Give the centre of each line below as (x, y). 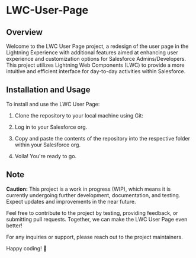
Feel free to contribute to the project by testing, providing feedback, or (92, 213)
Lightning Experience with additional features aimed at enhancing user (92, 53)
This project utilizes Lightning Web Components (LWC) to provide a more (95, 65)
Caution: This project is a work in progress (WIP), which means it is (89, 189)
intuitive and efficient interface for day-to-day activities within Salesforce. (96, 71)
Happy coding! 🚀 (27, 248)
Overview (25, 32)
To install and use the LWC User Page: (53, 104)
